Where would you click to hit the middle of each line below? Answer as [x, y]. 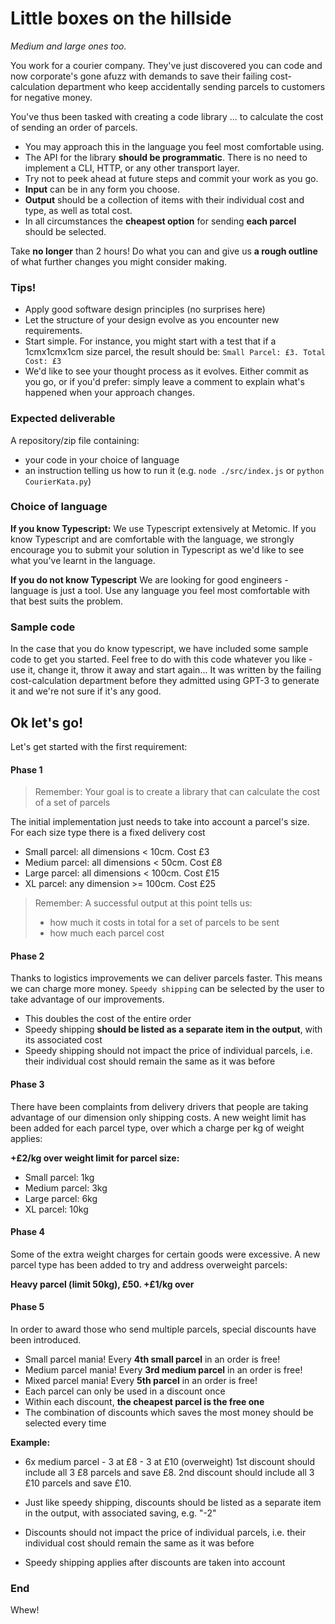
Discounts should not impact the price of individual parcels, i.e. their [165, 1532]
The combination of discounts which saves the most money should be [169, 1412]
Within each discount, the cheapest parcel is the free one [144, 1401]
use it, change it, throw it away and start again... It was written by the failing [166, 670]
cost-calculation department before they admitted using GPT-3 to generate [165, 681]
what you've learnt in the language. [83, 560]
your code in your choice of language [102, 459]
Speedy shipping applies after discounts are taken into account [155, 1562]
